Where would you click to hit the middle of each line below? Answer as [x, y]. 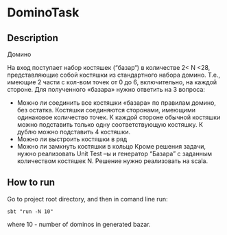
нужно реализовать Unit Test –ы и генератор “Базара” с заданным [115, 153]
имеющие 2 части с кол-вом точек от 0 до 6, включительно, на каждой [112, 82]
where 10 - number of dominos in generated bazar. [79, 224]
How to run [31, 183]
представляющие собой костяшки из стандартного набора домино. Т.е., [114, 75]
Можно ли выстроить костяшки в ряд [72, 139]
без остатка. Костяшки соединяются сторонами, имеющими [106, 110]
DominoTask [43, 13]
